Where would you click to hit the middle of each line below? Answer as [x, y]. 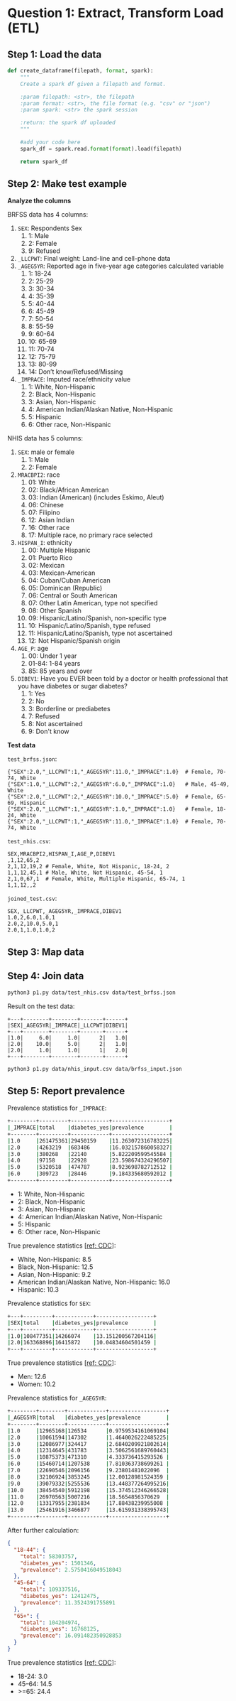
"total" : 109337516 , [50, 1589]
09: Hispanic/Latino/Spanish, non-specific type [97, 618]
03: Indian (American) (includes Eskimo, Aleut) [96, 497]
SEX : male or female [46, 452]
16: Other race [49, 528]
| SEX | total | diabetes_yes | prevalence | [82, 1323]
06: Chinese [46, 505]
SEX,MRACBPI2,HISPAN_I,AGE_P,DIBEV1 [61, 854]
